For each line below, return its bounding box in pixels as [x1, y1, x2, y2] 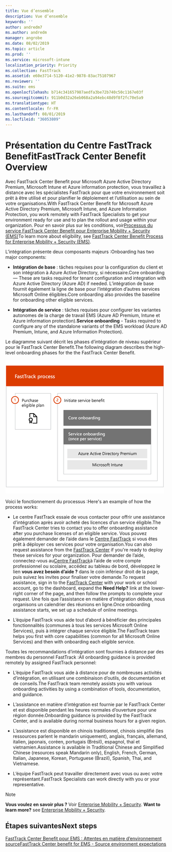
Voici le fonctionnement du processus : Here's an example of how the [5, 499, 151, 505]
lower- [151, 585, 165, 591]
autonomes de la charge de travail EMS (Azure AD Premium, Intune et [12, 312, 160, 318]
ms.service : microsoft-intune [5, 57, 70, 62]
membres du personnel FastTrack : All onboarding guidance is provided [5, 654, 156, 661]
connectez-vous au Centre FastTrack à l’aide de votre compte [12, 558, 141, 564]
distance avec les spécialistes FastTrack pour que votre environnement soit [5, 189, 165, 196]
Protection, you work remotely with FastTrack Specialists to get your [5, 211, 150, 218]
